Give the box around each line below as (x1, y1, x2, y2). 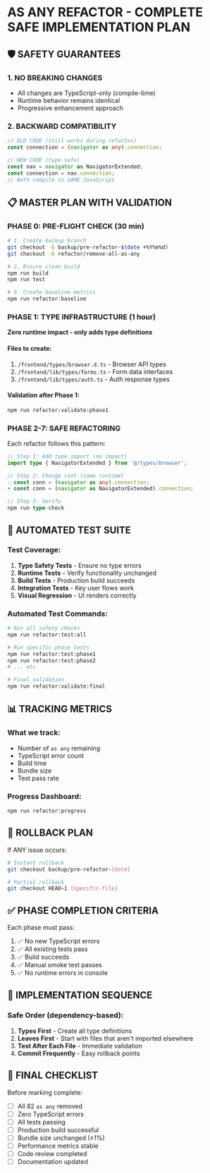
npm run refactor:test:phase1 (7, 650, 97, 657)
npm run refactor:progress (7, 807, 87, 814)
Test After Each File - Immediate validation (17, 1041, 143, 1050)
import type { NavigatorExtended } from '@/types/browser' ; (7, 459, 188, 466)
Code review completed (17, 1149, 87, 1158)
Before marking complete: (7, 1088, 83, 1096)
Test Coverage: (7, 545, 61, 555)
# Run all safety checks (7, 625, 80, 632)
